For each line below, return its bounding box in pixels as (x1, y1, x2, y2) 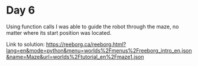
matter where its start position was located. (6, 29, 112, 36)
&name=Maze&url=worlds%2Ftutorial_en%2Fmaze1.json (6, 53, 144, 60)
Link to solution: (6, 41, 46, 48)
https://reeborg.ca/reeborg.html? (46, 41, 126, 48)
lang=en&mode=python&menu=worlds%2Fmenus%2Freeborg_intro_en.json (6, 47, 192, 54)
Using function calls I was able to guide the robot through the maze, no (6, 23, 179, 30)
